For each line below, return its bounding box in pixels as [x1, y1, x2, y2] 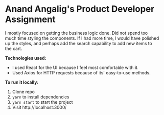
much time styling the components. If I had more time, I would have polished [5, 35, 159, 41]
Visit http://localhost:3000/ [12, 104, 67, 110]
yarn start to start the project [12, 99, 73, 105]
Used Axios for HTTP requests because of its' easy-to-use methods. [12, 69, 151, 75]
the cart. [5, 46, 23, 51]
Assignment [5, 14, 56, 25]
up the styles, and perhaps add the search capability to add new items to [5, 40, 153, 46]
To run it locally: [5, 79, 39, 85]
